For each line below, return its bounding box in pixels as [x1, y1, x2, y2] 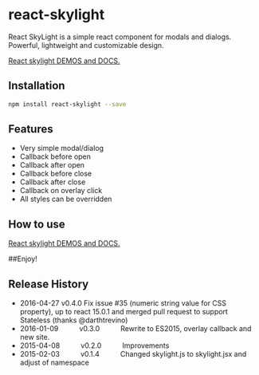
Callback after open [19, 160, 85, 170]
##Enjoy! [8, 254, 37, 264]
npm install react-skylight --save [8, 100, 127, 109]
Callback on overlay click [19, 186, 103, 195]
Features [8, 122, 53, 136]
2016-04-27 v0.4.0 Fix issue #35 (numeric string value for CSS [19, 298, 227, 308]
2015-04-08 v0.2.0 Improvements [19, 341, 170, 350]
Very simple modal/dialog [19, 144, 104, 153]
